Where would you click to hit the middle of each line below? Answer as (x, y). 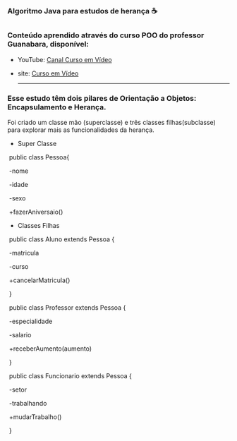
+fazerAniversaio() (36, 212)
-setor (18, 389)
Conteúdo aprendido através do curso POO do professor (106, 35)
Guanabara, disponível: (48, 44)
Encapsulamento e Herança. (57, 107)
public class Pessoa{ (39, 157)
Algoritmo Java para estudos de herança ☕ (83, 11)
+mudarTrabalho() (35, 417)
